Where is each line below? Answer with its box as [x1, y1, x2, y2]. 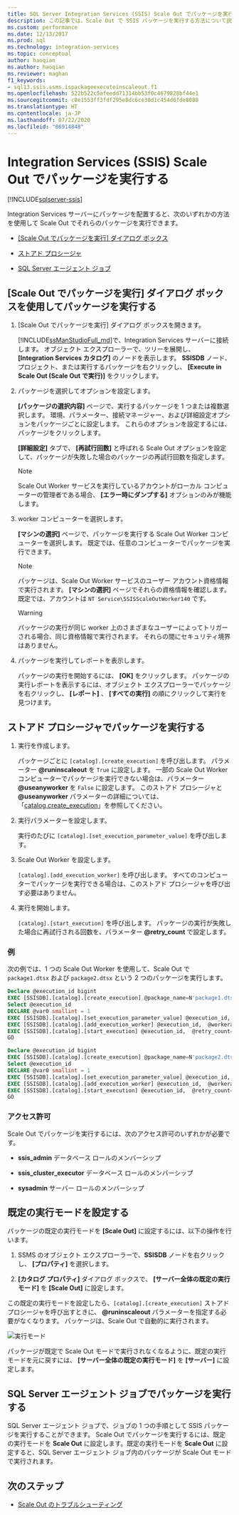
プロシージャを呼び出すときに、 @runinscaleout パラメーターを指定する [7, 1308, 221, 1316]
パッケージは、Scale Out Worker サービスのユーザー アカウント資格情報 [17, 577, 229, 585]
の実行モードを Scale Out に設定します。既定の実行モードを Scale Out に [7, 1439, 222, 1448]
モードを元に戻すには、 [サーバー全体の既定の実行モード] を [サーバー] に [7, 1356, 223, 1365]
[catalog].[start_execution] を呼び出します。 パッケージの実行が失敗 [17, 919, 225, 928]
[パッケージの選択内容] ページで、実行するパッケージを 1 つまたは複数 [17, 402, 223, 411]
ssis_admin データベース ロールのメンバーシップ [17, 1153, 161, 1162]
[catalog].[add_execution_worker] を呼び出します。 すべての [17, 871, 197, 879]
